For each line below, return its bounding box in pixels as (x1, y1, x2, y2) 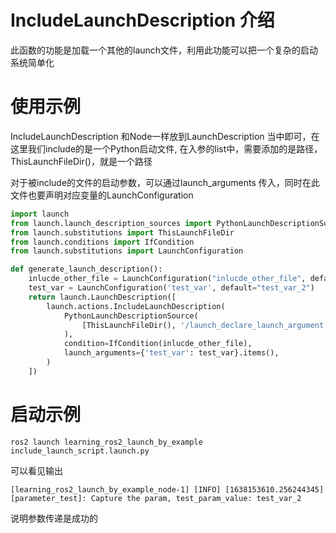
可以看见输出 (10, 464, 63, 476)
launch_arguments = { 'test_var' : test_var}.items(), (63, 348, 280, 358)
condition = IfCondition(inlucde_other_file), (63, 339, 253, 349)
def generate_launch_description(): (10, 264, 163, 275)
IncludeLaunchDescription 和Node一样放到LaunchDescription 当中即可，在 (10, 130, 320, 142)
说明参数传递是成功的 (10, 512, 98, 524)
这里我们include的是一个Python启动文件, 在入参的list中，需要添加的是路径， (10, 142, 323, 155)
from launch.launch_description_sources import (10, 218, 213, 228)
